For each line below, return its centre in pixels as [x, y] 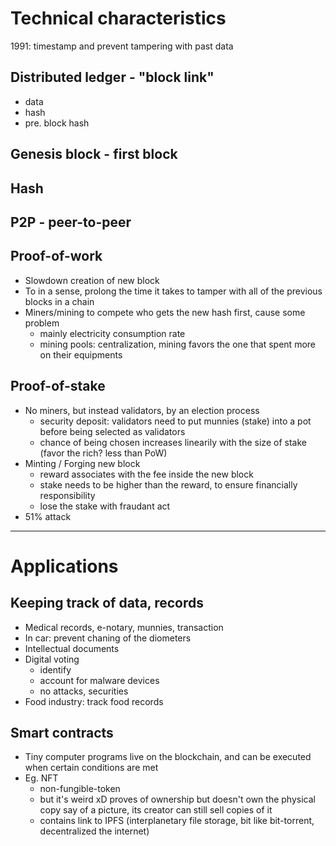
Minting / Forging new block [82, 463]
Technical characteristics [118, 18]
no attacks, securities [84, 691]
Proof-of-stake [58, 386]
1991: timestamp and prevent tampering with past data [122, 46]
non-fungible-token [80, 789]
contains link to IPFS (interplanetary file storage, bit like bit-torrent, [177, 821]
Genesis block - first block [94, 154]
